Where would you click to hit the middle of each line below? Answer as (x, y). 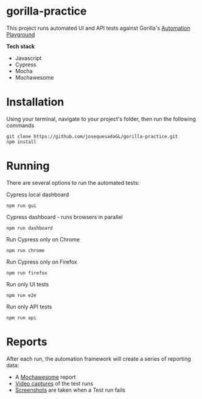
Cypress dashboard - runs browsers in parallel (64, 217)
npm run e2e (21, 295)
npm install (21, 142)
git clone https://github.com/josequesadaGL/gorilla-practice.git (92, 136)
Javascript (28, 58)
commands (20, 125)
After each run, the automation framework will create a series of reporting (99, 359)
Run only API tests (29, 307)
